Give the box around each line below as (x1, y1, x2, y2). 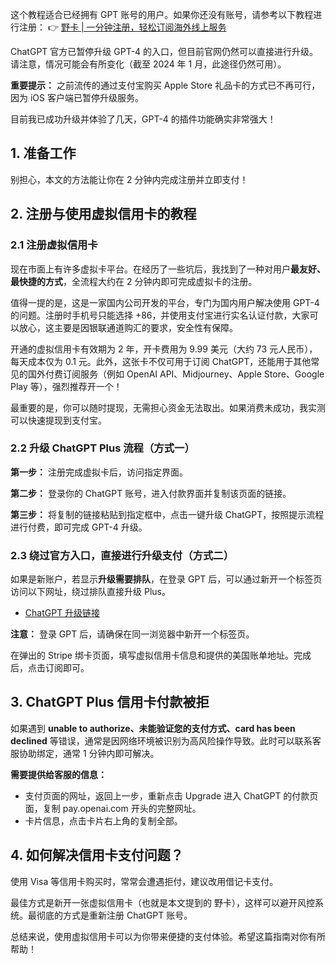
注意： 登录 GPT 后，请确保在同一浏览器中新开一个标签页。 (10, 628, 255, 640)
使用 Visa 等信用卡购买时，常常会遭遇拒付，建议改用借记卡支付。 (10, 875, 279, 887)
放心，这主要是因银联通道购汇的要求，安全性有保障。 (18, 321, 238, 333)
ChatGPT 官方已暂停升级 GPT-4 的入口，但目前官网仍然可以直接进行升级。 (10, 46, 319, 57)
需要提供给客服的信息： (10, 768, 107, 780)
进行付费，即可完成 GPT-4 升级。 (10, 521, 148, 533)
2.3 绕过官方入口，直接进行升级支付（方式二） (10, 548, 235, 562)
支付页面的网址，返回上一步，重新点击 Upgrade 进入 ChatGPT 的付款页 (24, 789, 319, 802)
